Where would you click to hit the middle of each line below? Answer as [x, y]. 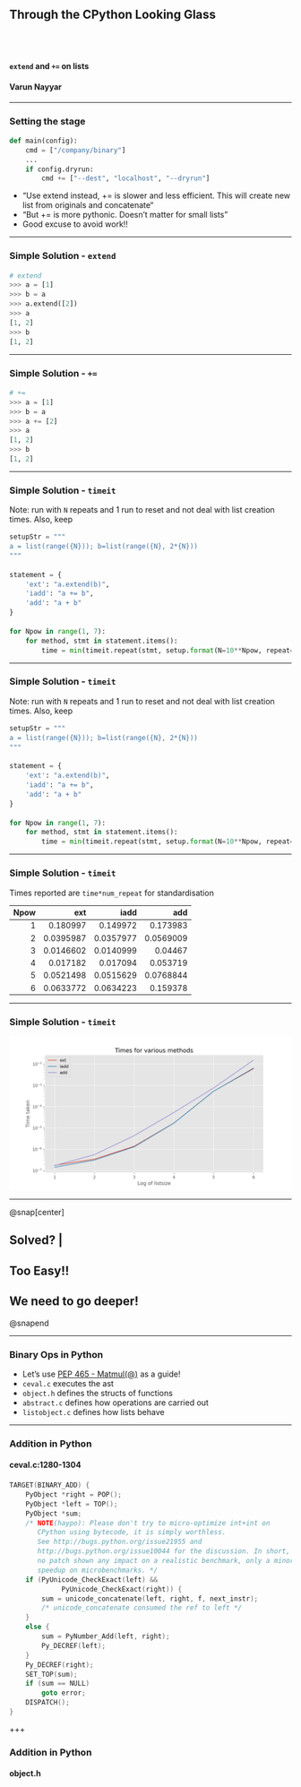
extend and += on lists [49, 66]
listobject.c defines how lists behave [93, 1411]
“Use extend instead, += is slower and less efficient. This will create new [156, 195]
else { [38, 1627]
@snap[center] [37, 1212]
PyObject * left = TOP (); [72, 1504]
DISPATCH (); [47, 1703]
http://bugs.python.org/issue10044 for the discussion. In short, [164, 1551]
